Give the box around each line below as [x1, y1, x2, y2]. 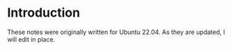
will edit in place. [7, 35, 56, 43]
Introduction [7, 5, 81, 21]
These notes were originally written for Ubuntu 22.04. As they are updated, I [7, 28, 226, 36]
